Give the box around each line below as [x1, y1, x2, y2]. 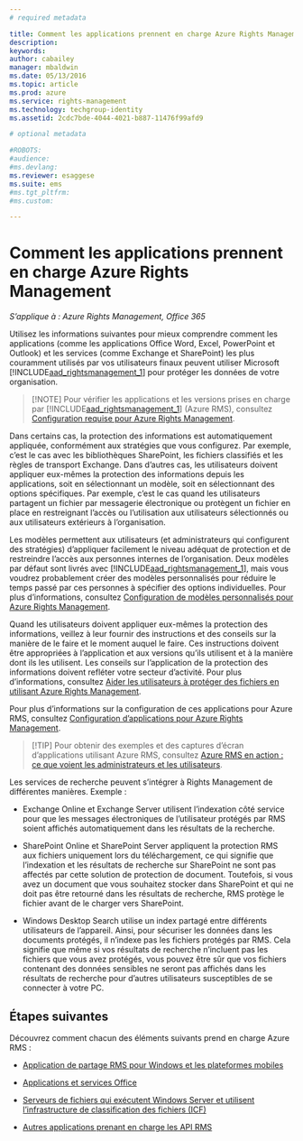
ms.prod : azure [9, 87, 67, 97]
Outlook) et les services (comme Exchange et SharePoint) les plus [9, 348, 255, 359]
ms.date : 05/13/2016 [9, 71, 87, 81]
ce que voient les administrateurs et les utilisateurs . [31, 759, 223, 770]
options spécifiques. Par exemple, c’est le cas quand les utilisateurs [9, 488, 261, 499]
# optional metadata [9, 130, 87, 139]
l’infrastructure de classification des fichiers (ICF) [22, 1104, 207, 1115]
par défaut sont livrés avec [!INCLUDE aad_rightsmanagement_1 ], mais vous [9, 563, 289, 574]
